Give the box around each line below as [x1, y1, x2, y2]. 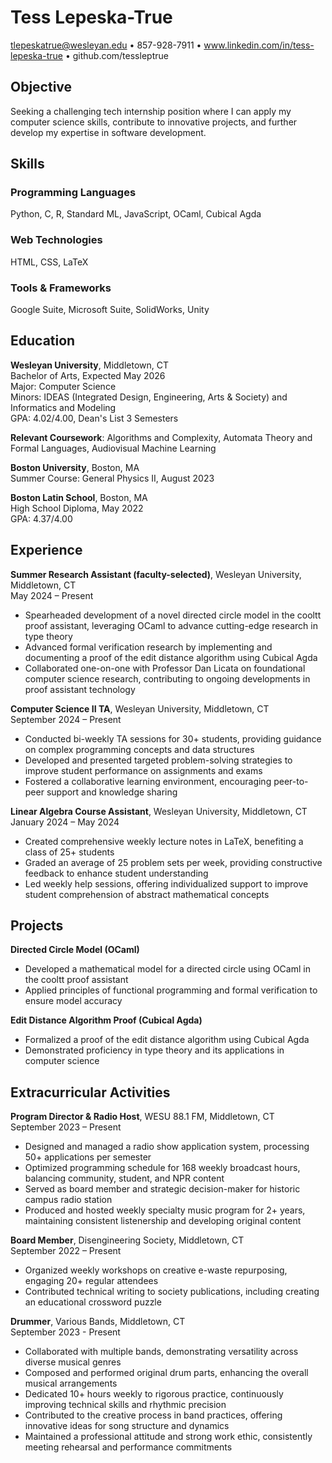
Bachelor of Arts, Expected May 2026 [10, 369, 166, 381]
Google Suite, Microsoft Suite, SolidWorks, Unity [10, 304, 210, 316]
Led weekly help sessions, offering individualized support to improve [24, 877, 309, 890]
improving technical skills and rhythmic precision [24, 1399, 227, 1411]
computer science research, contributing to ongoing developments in [24, 672, 311, 685]
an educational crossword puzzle [24, 1296, 162, 1308]
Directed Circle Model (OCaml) [10, 944, 140, 956]
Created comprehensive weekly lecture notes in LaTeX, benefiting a [24, 835, 304, 847]
